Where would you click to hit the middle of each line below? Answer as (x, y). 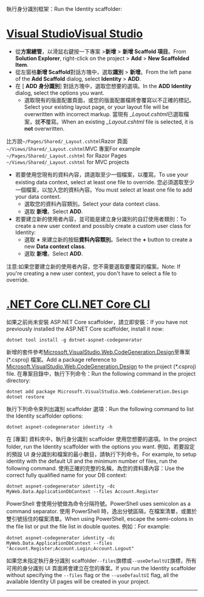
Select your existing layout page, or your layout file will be (96, 107)
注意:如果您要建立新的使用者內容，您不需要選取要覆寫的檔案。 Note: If (93, 266)
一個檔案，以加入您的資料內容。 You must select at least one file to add (104, 190)
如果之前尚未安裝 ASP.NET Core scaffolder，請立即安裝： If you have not (97, 322)
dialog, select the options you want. (59, 92)
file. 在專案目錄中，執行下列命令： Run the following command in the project (101, 373)
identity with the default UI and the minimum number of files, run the (92, 461)
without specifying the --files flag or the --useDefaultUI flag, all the (92, 575)
